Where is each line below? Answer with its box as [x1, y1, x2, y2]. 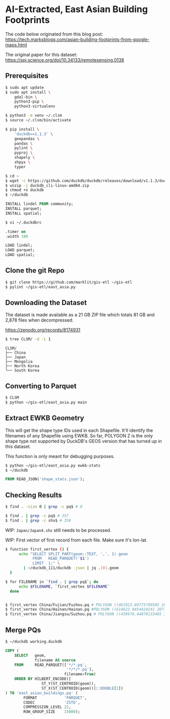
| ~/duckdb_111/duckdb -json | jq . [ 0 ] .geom [23, 565, 119, 571]
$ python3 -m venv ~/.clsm [5, 113, 62, 118]
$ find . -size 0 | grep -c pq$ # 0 [5, 504, 82, 509]
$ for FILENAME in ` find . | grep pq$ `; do [5, 579, 99, 585]
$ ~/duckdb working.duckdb [5, 639, 62, 644]
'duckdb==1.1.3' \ [14, 131, 53, 137]
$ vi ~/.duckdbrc [5, 220, 42, 225]
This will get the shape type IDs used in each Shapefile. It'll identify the [5, 427, 153, 433]
